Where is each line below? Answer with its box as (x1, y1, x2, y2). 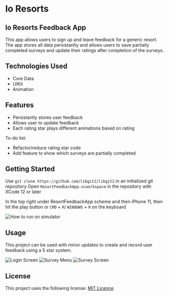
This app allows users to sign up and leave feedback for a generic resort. (5, 36, 158, 43)
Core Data (12, 75, 34, 81)
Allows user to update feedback (12, 119, 79, 125)
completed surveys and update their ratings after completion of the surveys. (5, 48, 164, 53)
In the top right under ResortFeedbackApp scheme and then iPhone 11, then (5, 198, 163, 205)
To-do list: (5, 135, 27, 141)
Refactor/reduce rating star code (12, 145, 81, 151)
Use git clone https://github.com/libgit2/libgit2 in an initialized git (5, 178, 153, 184)
